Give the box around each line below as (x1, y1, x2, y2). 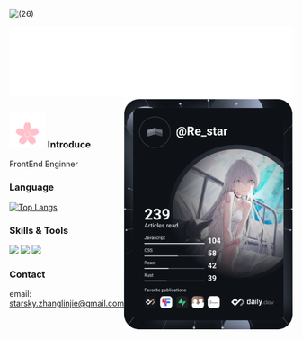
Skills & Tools (9, 224, 69, 236)
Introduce (47, 138, 92, 150)
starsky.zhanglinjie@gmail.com (9, 298, 124, 309)
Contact (9, 268, 46, 281)
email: (9, 289, 32, 299)
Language (9, 181, 55, 193)
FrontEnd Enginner (9, 158, 78, 170)
